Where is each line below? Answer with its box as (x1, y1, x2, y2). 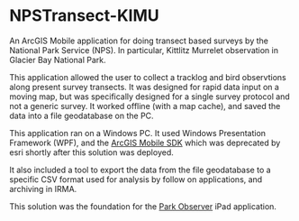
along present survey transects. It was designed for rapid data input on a (9, 81, 279, 92)
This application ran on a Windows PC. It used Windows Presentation (9, 127, 267, 138)
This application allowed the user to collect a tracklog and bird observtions (9, 71, 286, 82)
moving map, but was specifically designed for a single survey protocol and (9, 91, 290, 102)
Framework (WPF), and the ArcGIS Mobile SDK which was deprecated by (9, 137, 281, 148)
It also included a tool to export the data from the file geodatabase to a (9, 164, 272, 175)
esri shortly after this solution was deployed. (9, 146, 174, 158)
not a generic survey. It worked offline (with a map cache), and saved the (9, 100, 281, 111)
